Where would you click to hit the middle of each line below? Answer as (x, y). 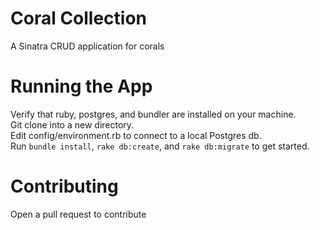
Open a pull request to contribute (78, 214)
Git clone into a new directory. (72, 124)
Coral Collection (79, 18)
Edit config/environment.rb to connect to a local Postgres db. (136, 135)
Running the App (81, 86)
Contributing (64, 186)
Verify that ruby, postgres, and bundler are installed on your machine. (153, 114)
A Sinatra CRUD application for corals (87, 46)
